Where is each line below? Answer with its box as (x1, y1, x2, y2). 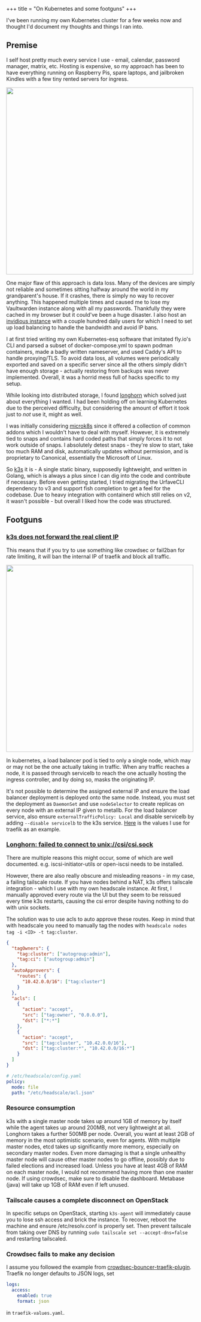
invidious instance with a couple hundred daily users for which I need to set (6, 317, 193, 325)
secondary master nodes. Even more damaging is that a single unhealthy (6, 1149, 186, 1156)
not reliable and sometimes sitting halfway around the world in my (6, 286, 169, 293)
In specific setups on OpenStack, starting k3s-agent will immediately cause (6, 1209, 191, 1217)
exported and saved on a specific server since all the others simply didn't (6, 360, 187, 368)
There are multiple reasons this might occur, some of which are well (6, 854, 173, 861)
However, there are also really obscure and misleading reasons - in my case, (6, 872, 195, 879)
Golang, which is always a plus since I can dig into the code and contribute (6, 472, 191, 479)
